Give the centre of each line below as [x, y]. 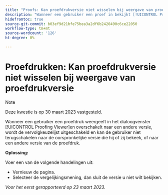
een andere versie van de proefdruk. [43, 143]
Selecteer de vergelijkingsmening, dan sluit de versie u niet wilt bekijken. [87, 177]
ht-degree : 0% [20, 38]
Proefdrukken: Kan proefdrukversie [81, 67]
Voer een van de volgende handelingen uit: [49, 162]
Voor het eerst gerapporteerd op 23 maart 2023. [55, 187]
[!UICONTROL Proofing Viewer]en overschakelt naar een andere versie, [79, 127]
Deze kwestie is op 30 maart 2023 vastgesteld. [54, 112]
